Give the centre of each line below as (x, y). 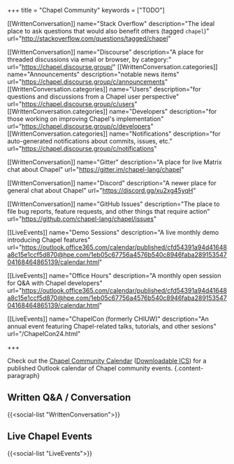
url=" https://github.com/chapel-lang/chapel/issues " (82, 219)
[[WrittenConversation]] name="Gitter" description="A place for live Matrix (115, 162)
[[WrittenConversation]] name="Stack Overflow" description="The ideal (111, 23)
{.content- (189, 368)
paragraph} (24, 376)
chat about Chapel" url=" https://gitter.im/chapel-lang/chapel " (96, 169)
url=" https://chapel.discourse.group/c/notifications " (82, 148)
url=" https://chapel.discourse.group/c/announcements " (88, 82)
